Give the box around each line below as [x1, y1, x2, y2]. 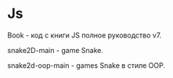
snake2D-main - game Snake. [7, 45, 103, 55]
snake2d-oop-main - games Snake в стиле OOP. [7, 60, 166, 70]
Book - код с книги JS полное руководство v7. [7, 30, 162, 40]
